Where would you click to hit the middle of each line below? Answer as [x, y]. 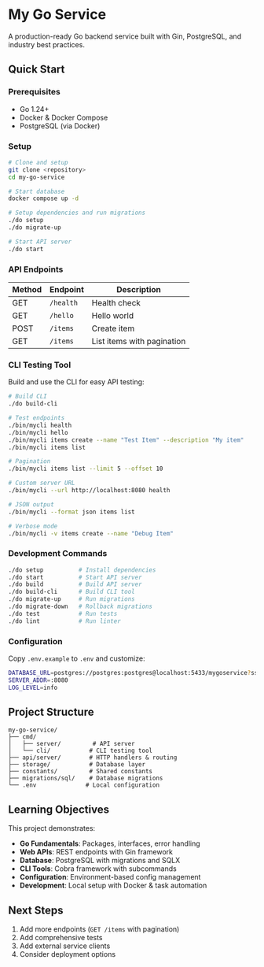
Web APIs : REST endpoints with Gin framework [96, 852]
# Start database [37, 191]
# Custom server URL [42, 483]
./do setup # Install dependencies [82, 570]
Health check [116, 302]
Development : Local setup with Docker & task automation [113, 885]
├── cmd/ [22, 737]
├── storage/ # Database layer [77, 765]
